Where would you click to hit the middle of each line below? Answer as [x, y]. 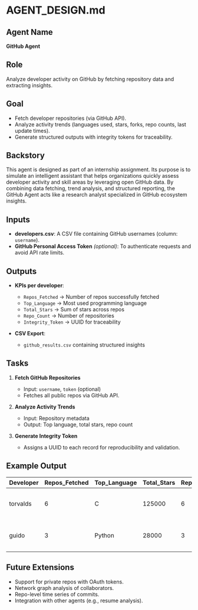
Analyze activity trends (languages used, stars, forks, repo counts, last [100, 124]
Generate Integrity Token [46, 436]
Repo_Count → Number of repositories [69, 316]
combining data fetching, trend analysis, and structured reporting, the [91, 188]
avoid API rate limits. [39, 253]
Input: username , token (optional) [62, 389]
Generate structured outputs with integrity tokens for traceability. [93, 137]
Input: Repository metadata [56, 418]
